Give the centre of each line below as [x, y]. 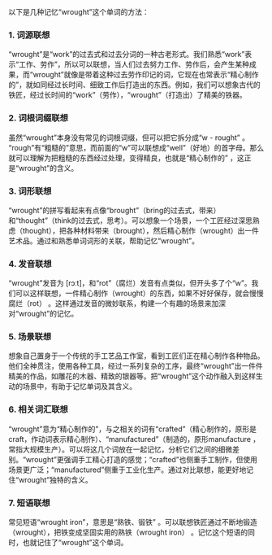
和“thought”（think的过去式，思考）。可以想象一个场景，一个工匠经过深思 [131, 220]
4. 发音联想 [30, 264]
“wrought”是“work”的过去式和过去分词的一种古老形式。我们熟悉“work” [127, 55]
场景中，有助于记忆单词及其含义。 [79, 387]
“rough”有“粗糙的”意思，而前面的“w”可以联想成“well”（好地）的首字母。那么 [136, 147]
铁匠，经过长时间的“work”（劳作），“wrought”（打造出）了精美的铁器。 [128, 95]
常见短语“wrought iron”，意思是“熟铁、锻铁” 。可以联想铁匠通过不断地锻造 [133, 522]
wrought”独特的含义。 [56, 479]
